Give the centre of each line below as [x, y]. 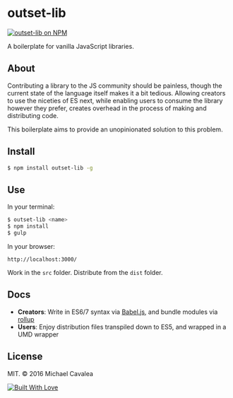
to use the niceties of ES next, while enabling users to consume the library [115, 100]
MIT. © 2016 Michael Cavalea [50, 373]
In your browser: [31, 246]
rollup [26, 319]
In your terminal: [31, 207]
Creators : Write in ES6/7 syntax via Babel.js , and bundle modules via [118, 312]
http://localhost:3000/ [42, 259]
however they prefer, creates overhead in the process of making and [107, 108]
